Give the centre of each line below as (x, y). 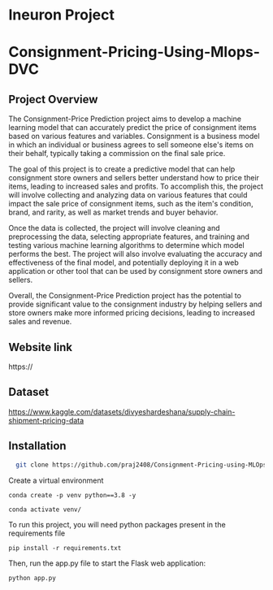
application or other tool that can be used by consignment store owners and (135, 271)
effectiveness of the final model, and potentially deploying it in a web (123, 262)
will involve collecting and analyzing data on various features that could (128, 195)
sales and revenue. (40, 322)
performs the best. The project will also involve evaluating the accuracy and (135, 254)
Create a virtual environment (56, 480)
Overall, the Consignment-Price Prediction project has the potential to (125, 296)
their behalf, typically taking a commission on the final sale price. (117, 154)
